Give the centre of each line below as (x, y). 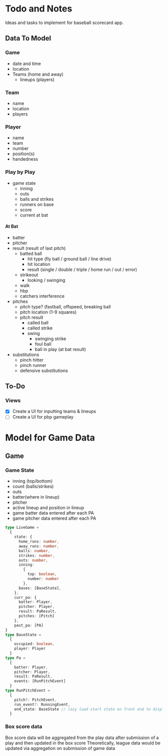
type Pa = (15, 658)
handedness (25, 159)
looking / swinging (46, 280)
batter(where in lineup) (36, 497)
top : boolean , (42, 574)
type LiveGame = (22, 528)
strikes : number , (36, 555)
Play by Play (20, 172)
